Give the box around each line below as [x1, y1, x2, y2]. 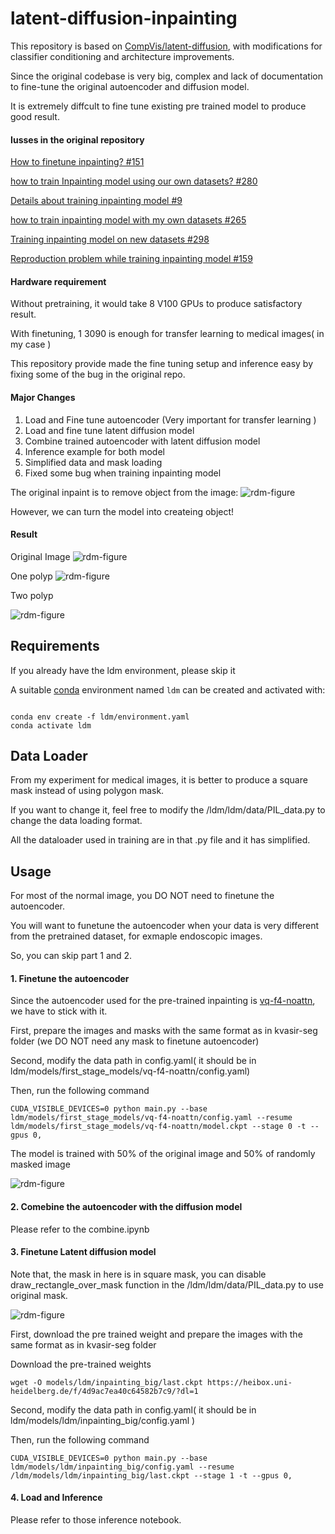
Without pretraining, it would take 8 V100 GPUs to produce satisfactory [10, 298, 303, 310]
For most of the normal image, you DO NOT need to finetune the [10, 890, 275, 902]
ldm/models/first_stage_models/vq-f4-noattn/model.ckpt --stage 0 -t [10, 1122, 307, 1132]
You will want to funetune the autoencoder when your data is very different [10, 920, 320, 932]
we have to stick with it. [10, 1005, 108, 1017]
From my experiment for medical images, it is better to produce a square [10, 774, 308, 786]
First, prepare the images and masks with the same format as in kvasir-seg [10, 1025, 318, 1037]
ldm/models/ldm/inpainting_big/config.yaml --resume [10, 1462, 235, 1472]
